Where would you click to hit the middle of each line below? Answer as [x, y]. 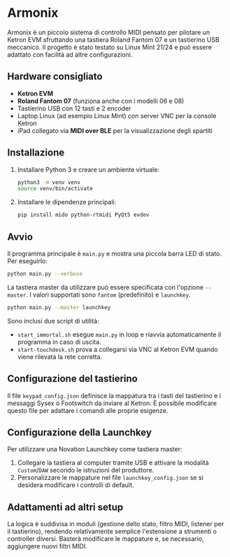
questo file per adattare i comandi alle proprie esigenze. [88, 410]
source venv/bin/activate [55, 189]
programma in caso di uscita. [59, 341]
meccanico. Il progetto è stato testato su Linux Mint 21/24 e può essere [109, 47]
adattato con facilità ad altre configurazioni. [70, 55]
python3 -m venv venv [49, 182]
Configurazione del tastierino [72, 379]
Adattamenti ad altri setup [65, 507]
